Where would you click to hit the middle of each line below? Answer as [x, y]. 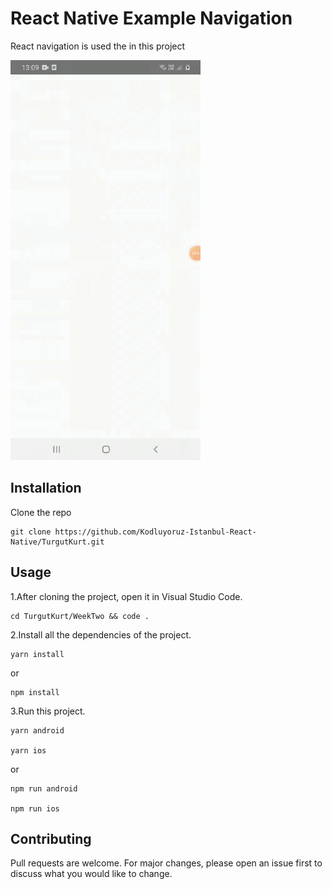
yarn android [37, 730]
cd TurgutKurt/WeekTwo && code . [80, 616]
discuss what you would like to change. [91, 874]
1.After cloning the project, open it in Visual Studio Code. [126, 596]
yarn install [37, 654]
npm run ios [35, 808]
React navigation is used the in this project [98, 46]
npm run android [44, 788]
